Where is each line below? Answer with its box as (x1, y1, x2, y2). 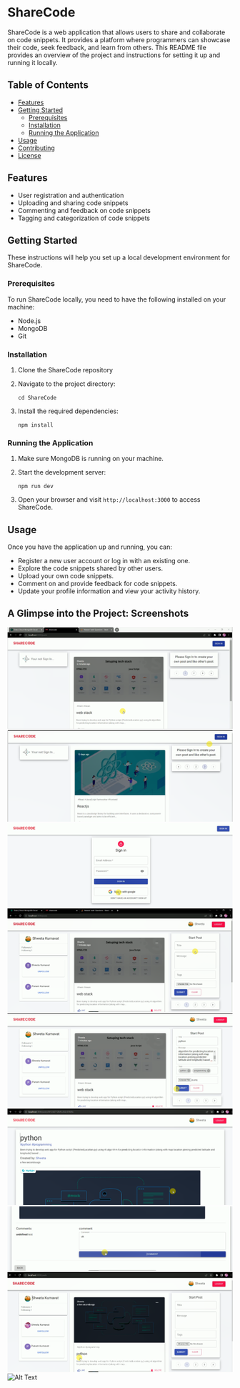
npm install (17, 421, 54, 429)
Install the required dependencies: (17, 407, 119, 415)
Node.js (17, 316, 41, 325)
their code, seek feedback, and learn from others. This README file (7, 43, 207, 51)
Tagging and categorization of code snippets (17, 214, 150, 222)
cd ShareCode (17, 394, 57, 401)
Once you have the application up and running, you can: (7, 542, 173, 551)
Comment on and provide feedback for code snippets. (17, 580, 178, 588)
